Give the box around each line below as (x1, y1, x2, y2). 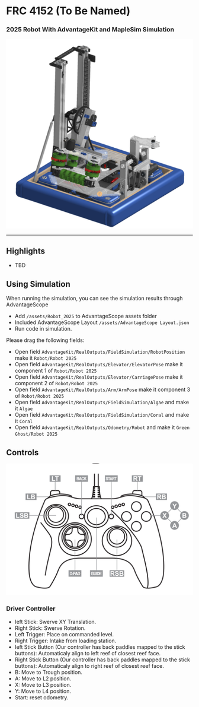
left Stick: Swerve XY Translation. (14, 618, 97, 625)
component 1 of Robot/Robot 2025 (14, 367, 97, 375)
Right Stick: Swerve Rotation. (14, 624, 86, 632)
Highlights (6, 246, 46, 256)
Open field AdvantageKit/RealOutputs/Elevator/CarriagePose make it (14, 373, 183, 381)
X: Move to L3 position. (14, 681, 72, 688)
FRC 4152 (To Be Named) (6, 4, 131, 18)
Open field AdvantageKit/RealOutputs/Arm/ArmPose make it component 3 (14, 386, 191, 393)
